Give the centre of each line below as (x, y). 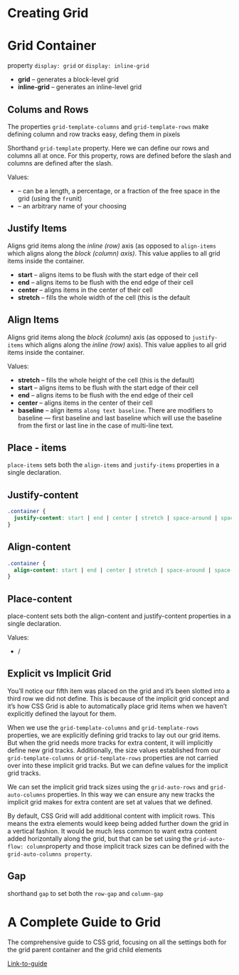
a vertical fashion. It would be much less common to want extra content (112, 831)
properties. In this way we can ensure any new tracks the (131, 794)
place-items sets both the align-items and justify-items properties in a (113, 465)
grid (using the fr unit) (50, 198)
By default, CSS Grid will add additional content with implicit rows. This (111, 816)
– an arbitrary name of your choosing (72, 206)
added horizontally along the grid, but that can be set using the (100, 838)
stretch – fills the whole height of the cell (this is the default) (106, 380)
